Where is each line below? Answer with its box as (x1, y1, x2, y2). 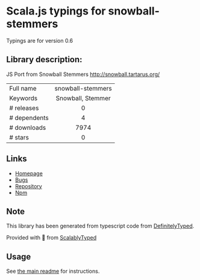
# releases (9, 104, 39, 112)
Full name (9, 84, 37, 92)
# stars (9, 133, 29, 141)
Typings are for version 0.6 (6, 37, 73, 44)
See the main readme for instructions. (6, 267, 100, 275)
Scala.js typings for (6, 4, 106, 18)
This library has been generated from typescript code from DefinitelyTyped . (6, 222, 195, 230)
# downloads (9, 123, 46, 132)
